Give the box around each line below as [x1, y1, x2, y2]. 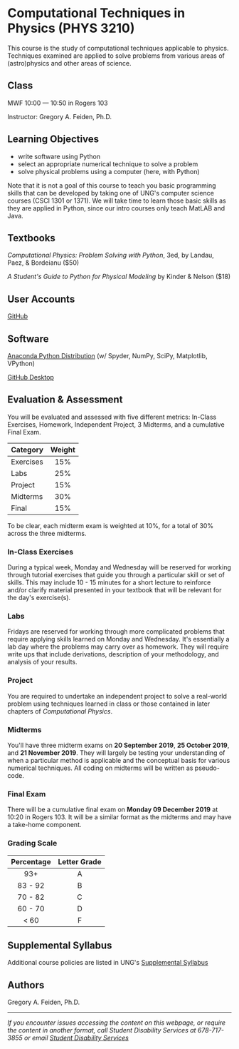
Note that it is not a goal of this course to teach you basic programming [7, 181, 216, 190]
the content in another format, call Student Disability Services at [7, 1026, 196, 1035]
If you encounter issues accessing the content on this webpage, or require [7, 1018, 226, 1027]
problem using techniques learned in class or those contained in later [7, 699, 211, 708]
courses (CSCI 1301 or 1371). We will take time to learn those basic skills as [7, 196, 226, 205]
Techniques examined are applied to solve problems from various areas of [7, 51, 225, 60]
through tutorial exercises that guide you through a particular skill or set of [7, 571, 225, 579]
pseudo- [194, 764, 221, 772]
